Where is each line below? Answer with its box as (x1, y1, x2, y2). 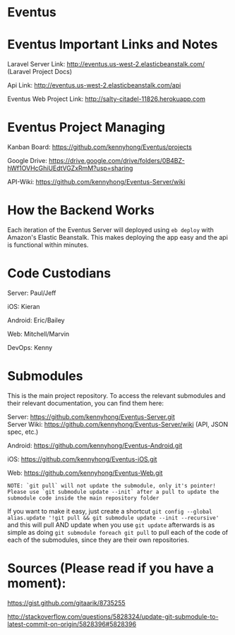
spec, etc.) (7, 428, 39, 436)
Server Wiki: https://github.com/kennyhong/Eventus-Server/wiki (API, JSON (7, 420, 229, 428)
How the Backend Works (7, 202, 155, 219)
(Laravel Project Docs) (7, 68, 73, 76)
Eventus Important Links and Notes (7, 37, 218, 53)
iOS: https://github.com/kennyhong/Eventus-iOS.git (7, 454, 157, 463)
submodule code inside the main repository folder (7, 495, 159, 502)
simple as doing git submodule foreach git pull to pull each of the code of (7, 528, 228, 536)
